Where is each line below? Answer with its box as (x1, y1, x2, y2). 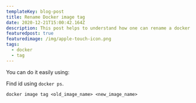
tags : (6, 42, 19, 48)
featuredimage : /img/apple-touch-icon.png (6, 36, 111, 42)
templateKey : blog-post (6, 8, 65, 15)
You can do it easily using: (6, 68, 70, 75)
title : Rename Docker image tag (6, 14, 85, 20)
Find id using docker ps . (6, 80, 64, 87)
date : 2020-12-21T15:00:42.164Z (6, 19, 85, 25)
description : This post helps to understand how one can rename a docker (6, 25, 191, 31)
